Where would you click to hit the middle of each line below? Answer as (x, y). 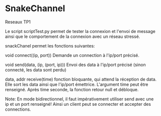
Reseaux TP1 (18, 22)
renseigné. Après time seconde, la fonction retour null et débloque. (72, 89)
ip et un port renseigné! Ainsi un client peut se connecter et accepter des (78, 104)
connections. (18, 109)
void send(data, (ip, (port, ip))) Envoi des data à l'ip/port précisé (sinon (75, 65)
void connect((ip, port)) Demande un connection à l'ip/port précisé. (72, 55)
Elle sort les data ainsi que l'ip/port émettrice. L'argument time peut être (77, 84)
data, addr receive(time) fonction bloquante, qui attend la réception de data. (81, 79)
